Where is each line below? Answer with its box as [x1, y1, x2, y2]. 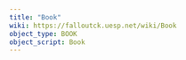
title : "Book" [9, 12, 62, 22]
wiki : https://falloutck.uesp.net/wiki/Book [9, 21, 177, 30]
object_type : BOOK [9, 29, 77, 38]
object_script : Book [9, 37, 86, 47]
